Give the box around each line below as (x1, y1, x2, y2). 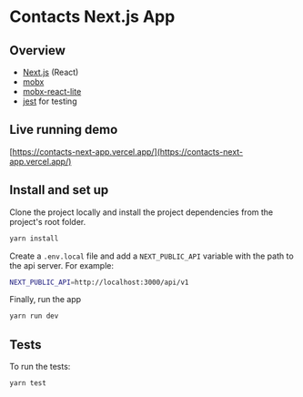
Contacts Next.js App (9, 6, 176, 27)
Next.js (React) (22, 66, 79, 77)
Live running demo (9, 122, 118, 137)
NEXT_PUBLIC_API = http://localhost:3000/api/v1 (9, 278, 189, 287)
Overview (9, 43, 66, 58)
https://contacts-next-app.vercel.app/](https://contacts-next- (12, 146, 244, 157)
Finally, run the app (9, 294, 82, 305)
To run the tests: (9, 361, 71, 372)
